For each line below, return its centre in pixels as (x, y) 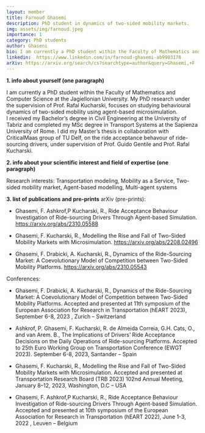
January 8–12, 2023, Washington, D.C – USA (71, 385)
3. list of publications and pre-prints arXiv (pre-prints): (76, 199)
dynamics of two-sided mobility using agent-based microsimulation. (92, 112)
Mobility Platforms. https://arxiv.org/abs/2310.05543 (81, 267)
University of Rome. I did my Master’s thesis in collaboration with (88, 131)
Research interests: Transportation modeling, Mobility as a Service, (91, 181)
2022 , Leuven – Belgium (46, 423)
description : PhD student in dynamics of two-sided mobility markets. (98, 23)
